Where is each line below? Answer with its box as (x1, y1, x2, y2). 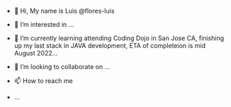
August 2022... (13, 49, 58, 57)
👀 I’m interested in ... (13, 20, 74, 28)
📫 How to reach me (13, 77, 73, 84)
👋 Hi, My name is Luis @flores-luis (13, 7, 115, 15)
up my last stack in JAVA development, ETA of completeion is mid (13, 42, 205, 49)
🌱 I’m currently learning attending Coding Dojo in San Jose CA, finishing (13, 34, 225, 42)
